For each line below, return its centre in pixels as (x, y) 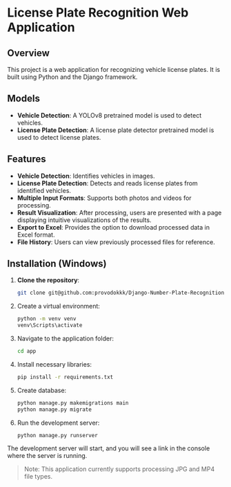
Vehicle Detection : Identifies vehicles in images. (86, 176)
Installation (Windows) (57, 264)
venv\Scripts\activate (50, 325)
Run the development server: (58, 423)
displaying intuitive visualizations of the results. (84, 220)
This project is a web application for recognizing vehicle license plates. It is (114, 70)
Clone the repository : (48, 280)
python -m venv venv (47, 319)
